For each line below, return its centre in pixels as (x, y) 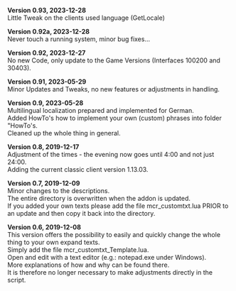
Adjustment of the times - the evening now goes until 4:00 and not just (111, 154)
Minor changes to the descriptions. (59, 191)
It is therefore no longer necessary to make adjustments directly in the (110, 272)
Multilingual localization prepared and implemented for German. (101, 110)
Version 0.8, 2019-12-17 (43, 147)
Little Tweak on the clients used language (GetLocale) (86, 18)
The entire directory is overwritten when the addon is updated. (99, 198)
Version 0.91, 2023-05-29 (47, 82)
